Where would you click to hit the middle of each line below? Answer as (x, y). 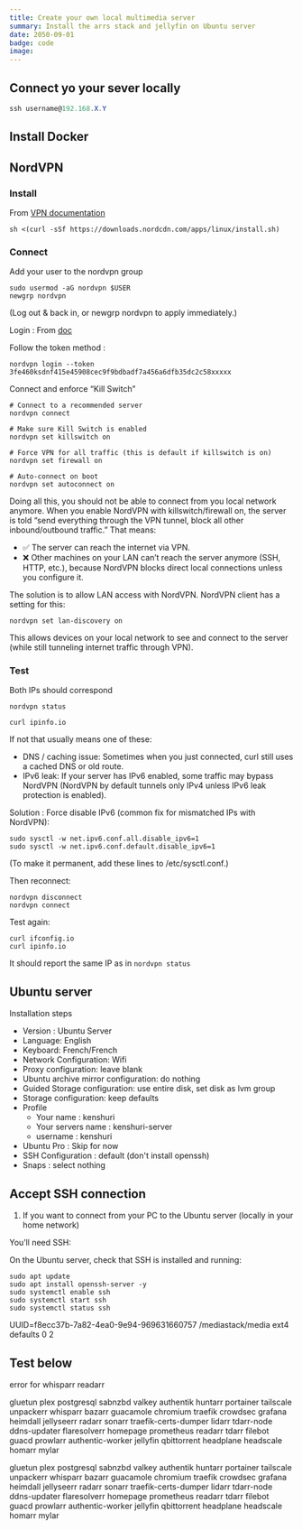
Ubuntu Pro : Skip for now (70, 1146)
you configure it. (53, 578)
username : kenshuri (74, 1136)
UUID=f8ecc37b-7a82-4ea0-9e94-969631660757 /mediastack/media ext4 (149, 1325)
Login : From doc (41, 330)
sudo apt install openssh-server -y (78, 1284)
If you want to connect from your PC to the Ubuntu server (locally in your (158, 1216)
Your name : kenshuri (75, 1117)
